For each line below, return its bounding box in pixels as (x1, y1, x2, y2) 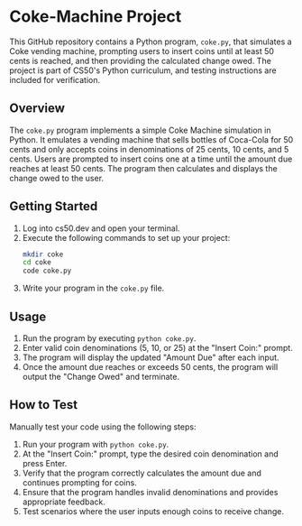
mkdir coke (22, 250, 64, 259)
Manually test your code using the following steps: (9, 421, 197, 432)
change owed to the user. (9, 172, 105, 183)
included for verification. (9, 74, 101, 85)
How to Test (9, 397, 78, 412)
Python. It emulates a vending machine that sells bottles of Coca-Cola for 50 (9, 134, 294, 145)
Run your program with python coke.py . (22, 438, 169, 449)
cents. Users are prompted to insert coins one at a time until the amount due (9, 153, 293, 164)
